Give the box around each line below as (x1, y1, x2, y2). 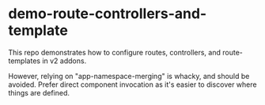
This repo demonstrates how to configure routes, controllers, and (8, 47, 221, 57)
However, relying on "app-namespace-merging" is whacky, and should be (8, 71, 250, 81)
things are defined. (8, 88, 70, 97)
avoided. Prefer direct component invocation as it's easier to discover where (8, 80, 257, 89)
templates (8, 56, 41, 66)
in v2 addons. (42, 56, 87, 66)
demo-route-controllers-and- (8, 5, 207, 23)
